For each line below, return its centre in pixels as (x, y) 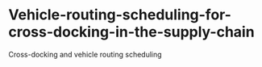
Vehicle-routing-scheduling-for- (120, 15)
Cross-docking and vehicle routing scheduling (85, 54)
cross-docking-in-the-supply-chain (132, 32)
